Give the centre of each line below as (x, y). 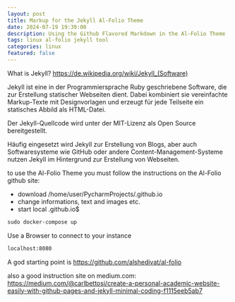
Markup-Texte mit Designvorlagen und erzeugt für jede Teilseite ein (106, 102)
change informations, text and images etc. (79, 201)
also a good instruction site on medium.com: (72, 275)
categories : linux (34, 47)
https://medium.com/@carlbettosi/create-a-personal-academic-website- (114, 283)
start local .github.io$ (48, 209)
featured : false (31, 54)
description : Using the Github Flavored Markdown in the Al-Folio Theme (116, 34)
